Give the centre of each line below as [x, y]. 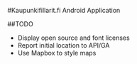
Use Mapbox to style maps [57, 53]
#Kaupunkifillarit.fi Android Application [64, 10]
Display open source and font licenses [73, 38]
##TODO [20, 24]
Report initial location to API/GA [64, 45]
